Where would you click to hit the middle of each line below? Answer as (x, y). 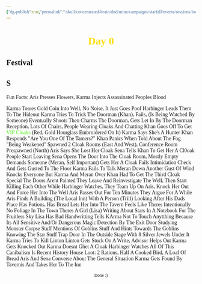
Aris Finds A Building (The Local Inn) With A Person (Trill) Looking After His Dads (96, 199)
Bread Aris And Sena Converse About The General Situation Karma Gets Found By (94, 259)
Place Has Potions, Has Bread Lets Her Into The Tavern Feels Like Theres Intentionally (99, 205)
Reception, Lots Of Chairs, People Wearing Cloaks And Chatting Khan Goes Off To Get (99, 127)
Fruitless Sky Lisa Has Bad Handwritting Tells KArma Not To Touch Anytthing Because (100, 217)
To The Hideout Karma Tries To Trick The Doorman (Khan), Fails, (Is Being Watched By (101, 115)
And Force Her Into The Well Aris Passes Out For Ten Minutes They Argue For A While (99, 193)
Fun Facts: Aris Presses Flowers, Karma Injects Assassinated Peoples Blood (86, 98)
